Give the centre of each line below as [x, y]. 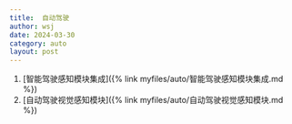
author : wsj [32, 26]
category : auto [38, 43]
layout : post [34, 52]
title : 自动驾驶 [40, 18]
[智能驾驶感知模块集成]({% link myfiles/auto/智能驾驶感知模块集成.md [153, 79]
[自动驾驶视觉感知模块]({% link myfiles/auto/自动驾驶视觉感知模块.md [153, 100]
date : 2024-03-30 [42, 35]
